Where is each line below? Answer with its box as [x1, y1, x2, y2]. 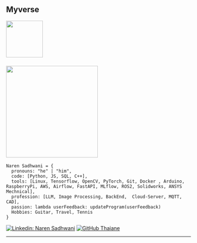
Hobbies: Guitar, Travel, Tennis [11, 210, 93, 215]
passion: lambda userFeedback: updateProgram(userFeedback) [11, 204, 161, 210]
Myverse [6, 5, 39, 15]
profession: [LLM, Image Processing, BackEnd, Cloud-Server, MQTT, [11, 194, 182, 200]
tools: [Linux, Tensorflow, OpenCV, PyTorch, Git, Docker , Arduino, [11, 178, 185, 184]
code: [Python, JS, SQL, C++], [11, 173, 88, 180]
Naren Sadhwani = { [6, 163, 54, 169]
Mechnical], [6, 189, 35, 195]
